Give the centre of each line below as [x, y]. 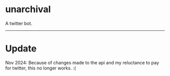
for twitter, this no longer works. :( [41, 68]
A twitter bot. [19, 23]
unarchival [28, 9]
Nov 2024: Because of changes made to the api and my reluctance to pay [82, 62]
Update [21, 49]
